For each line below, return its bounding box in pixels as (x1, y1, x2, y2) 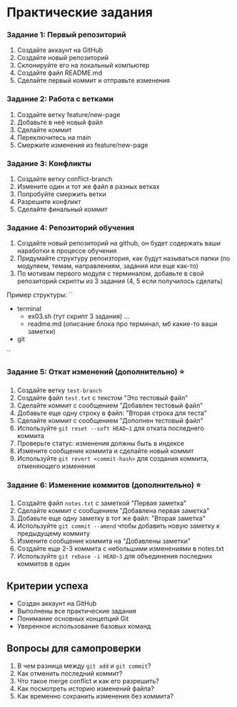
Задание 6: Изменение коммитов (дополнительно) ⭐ (6, 479, 201, 489)
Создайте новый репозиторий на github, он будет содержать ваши (16, 239, 221, 248)
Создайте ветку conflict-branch (16, 175, 113, 183)
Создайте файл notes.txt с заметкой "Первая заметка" (16, 499, 187, 507)
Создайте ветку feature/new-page (16, 110, 121, 118)
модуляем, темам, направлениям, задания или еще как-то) (16, 262, 199, 270)
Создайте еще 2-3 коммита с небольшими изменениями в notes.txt (16, 544, 224, 553)
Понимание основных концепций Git (16, 614, 129, 623)
